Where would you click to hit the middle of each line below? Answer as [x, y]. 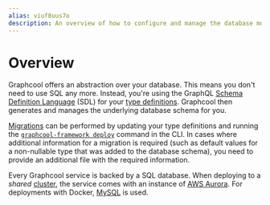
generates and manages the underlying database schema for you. [118, 111]
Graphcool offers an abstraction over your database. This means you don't [132, 85]
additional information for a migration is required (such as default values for [133, 143]
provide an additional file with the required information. [99, 160]
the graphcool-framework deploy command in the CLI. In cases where [123, 135]
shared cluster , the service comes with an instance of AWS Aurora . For [126, 184]
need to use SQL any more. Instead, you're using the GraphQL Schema [126, 94]
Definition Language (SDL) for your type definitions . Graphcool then [121, 102]
